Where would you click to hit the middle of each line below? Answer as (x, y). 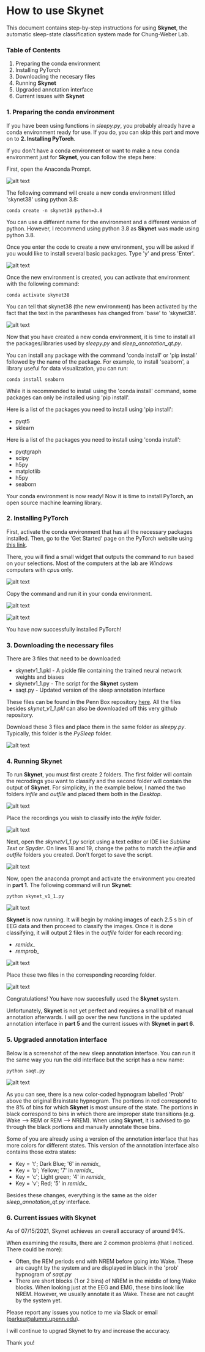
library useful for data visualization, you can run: (67, 368)
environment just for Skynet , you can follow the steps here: (81, 157)
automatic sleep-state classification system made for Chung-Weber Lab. (98, 34)
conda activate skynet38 (38, 295)
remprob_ (27, 951)
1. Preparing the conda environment (61, 112)
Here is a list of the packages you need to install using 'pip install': (90, 409)
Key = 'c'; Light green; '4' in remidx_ (61, 1176)
